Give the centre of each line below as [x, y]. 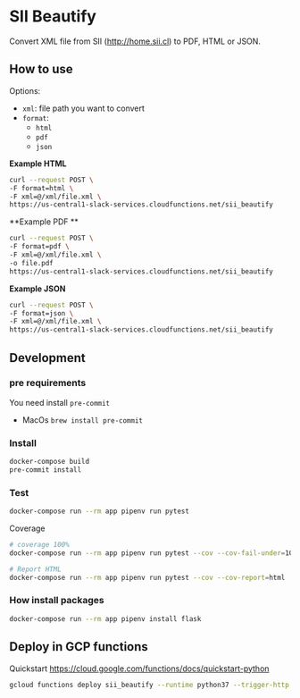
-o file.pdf [31, 263]
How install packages [57, 601]
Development [48, 358]
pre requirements [48, 383]
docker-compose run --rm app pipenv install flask [105, 618]
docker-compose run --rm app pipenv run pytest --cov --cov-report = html [147, 577]
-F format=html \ [42, 188]
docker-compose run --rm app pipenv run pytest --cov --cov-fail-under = [147, 553]
